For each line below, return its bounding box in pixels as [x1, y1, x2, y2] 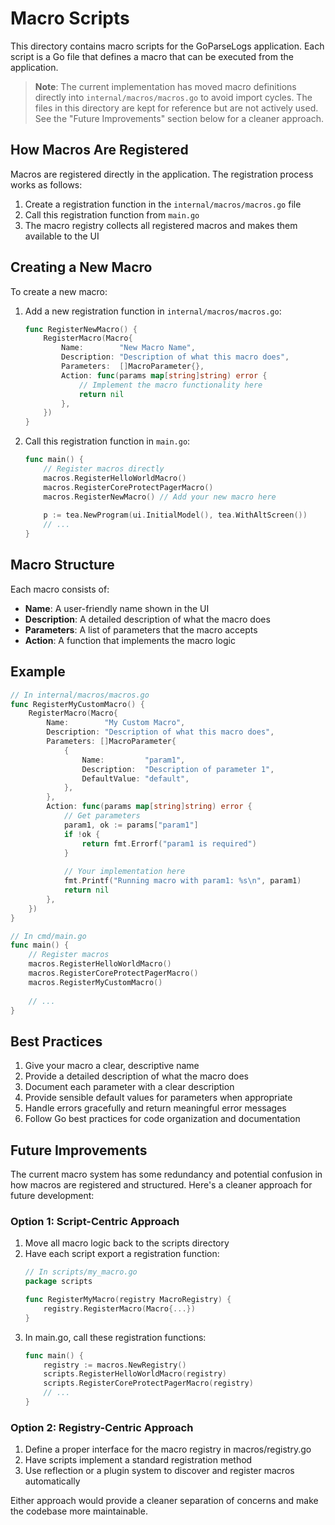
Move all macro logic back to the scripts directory [24, 1237, 230, 1249]
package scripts [24, 1277, 93, 1287]
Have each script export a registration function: [24, 1248, 220, 1260]
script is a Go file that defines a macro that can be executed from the [10, 50, 294, 62]
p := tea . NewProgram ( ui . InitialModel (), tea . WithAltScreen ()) [43, 510, 308, 521]
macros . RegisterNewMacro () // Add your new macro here [43, 492, 277, 502]
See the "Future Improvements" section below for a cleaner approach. [34, 112, 324, 124]
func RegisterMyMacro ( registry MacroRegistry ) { [24, 1295, 232, 1305]
